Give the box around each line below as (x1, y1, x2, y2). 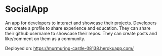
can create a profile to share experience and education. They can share (5, 25, 151, 31)
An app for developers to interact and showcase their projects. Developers (5, 20, 157, 26)
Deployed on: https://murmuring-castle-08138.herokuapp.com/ (5, 45, 134, 51)
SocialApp (5, 3, 48, 15)
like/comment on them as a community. (5, 36, 85, 42)
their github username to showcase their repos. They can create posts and (5, 30, 157, 36)
